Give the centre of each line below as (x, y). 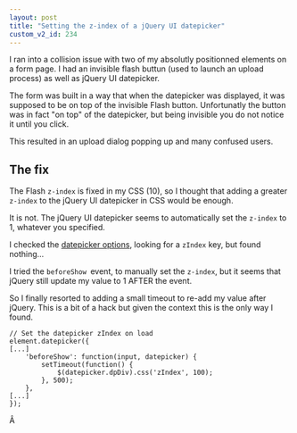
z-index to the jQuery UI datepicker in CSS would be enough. (121, 201)
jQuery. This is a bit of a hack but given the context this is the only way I (141, 308)
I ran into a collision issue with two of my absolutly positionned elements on (148, 60)
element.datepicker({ (49, 341)
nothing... (27, 254)
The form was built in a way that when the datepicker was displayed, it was (147, 96)
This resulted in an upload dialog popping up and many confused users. (141, 142)
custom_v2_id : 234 (43, 34)
